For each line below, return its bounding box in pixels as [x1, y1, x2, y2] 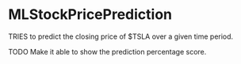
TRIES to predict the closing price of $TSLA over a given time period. [8, 32, 234, 41]
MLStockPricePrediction [8, 6, 173, 24]
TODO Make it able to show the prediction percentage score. [8, 47, 207, 56]
